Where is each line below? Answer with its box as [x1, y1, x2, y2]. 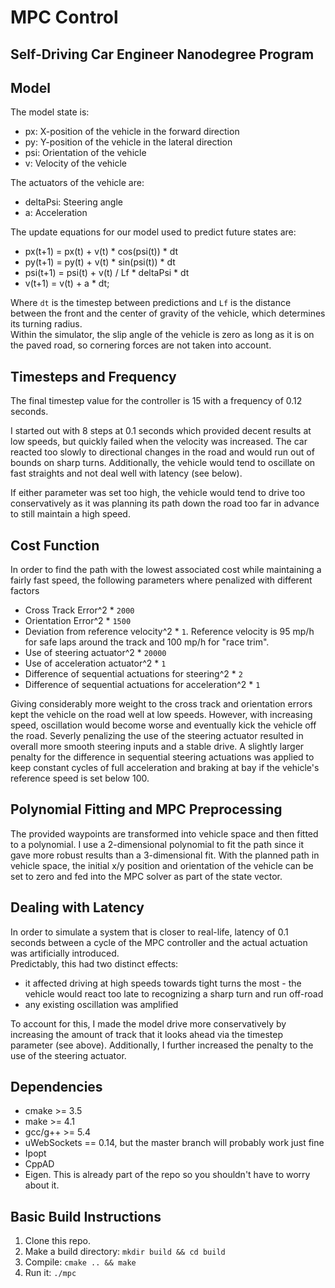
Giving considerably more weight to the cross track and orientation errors [10, 698, 313, 710]
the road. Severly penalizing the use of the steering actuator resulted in [10, 730, 304, 742]
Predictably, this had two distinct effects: [10, 957, 179, 970]
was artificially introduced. [10, 947, 120, 959]
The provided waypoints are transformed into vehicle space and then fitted [10, 827, 319, 840]
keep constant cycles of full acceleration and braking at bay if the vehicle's [10, 762, 320, 774]
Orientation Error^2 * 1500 [24, 615, 132, 627]
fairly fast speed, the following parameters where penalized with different [10, 574, 313, 586]
